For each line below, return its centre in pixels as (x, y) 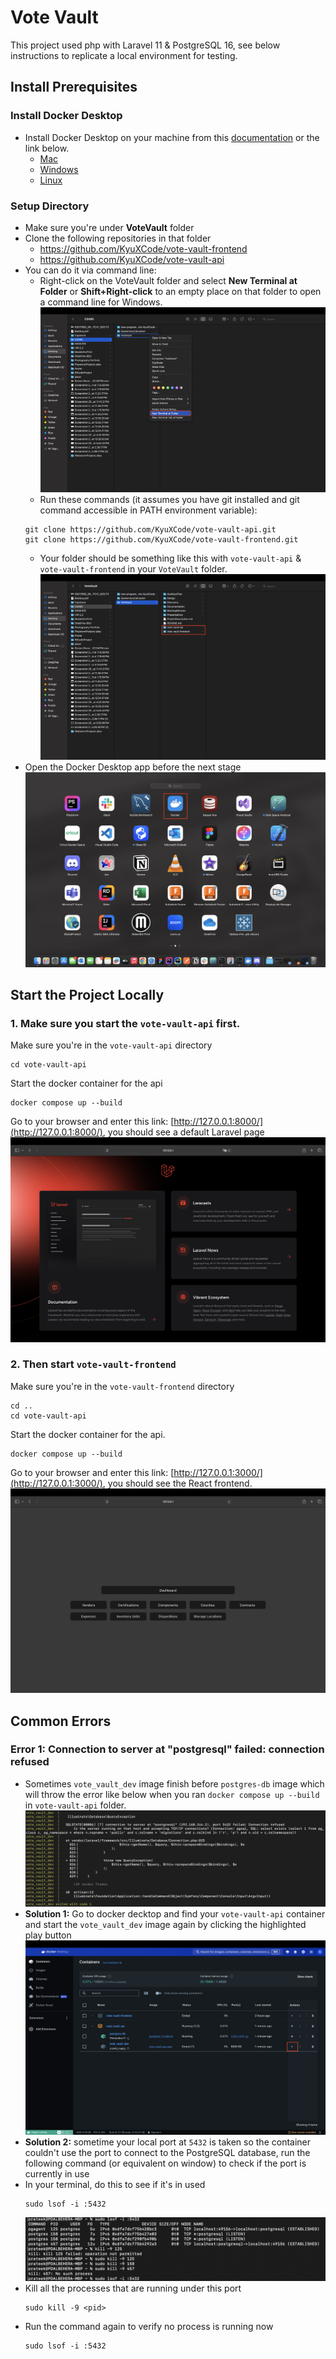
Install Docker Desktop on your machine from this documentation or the (172, 137)
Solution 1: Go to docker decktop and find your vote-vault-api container (175, 1913)
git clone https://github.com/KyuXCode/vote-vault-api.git (150, 530)
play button (48, 1935)
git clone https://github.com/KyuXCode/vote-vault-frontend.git (161, 540)
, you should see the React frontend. (177, 1483)
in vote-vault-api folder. (75, 1805)
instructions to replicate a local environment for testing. (124, 55)
